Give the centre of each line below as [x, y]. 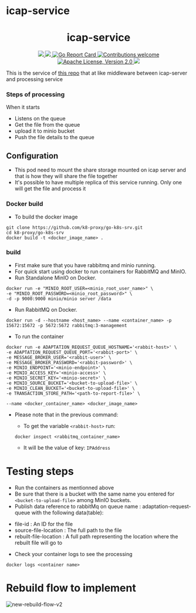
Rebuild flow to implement [71, 588]
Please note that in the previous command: [66, 415]
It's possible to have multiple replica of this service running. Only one [98, 183]
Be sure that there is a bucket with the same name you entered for [94, 494]
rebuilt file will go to [38, 543]
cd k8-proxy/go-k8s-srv [35, 233]
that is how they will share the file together [66, 176]
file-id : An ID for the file [44, 524]
